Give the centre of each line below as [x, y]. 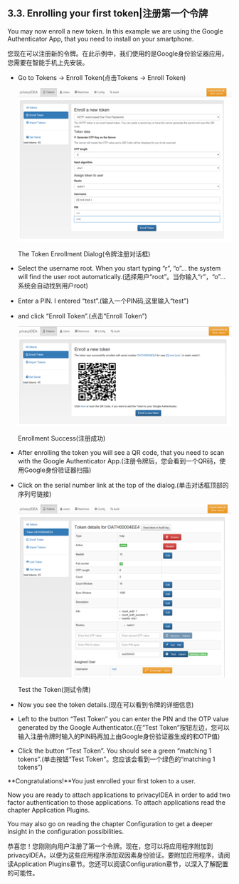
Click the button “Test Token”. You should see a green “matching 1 [115, 750]
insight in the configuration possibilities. [66, 831]
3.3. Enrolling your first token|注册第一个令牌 [108, 14]
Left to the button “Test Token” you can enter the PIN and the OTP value [123, 719]
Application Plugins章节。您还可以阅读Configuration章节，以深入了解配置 [121, 864]
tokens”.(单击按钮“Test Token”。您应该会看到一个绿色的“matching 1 [116, 759]
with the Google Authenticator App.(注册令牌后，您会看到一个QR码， [118, 461]
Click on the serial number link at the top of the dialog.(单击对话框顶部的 [123, 486]
